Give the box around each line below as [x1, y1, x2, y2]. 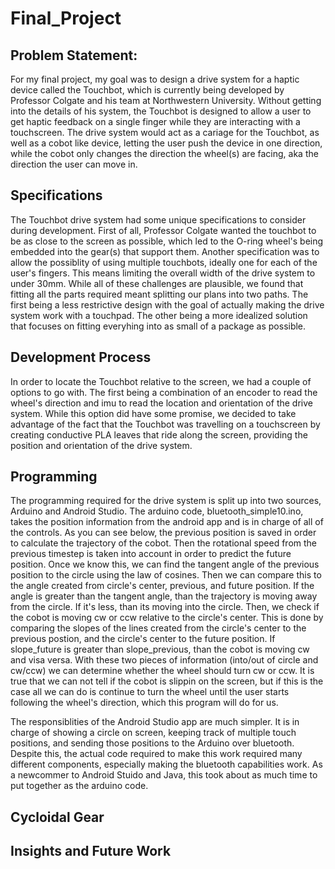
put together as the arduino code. [10, 780, 149, 792]
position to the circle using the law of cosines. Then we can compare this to [10, 569, 322, 581]
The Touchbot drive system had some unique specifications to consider [10, 213, 307, 226]
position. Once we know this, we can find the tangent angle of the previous [10, 558, 320, 571]
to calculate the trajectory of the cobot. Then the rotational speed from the [10, 537, 318, 549]
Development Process [10, 349, 152, 366]
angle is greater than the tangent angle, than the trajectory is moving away [10, 590, 318, 602]
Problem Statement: [10, 47, 138, 64]
